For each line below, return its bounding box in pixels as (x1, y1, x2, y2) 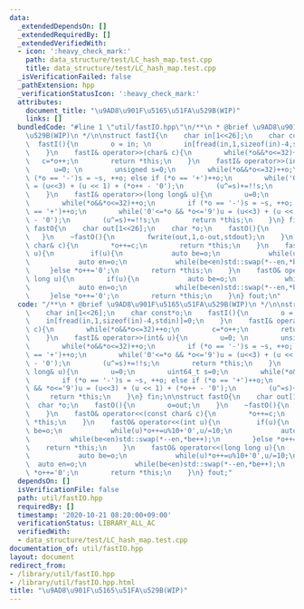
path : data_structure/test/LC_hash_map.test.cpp (25, 55, 213, 64)
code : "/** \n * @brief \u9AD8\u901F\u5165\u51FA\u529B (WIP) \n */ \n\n (17, 300, 285, 309)
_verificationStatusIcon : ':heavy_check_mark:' (17, 89, 201, 98)
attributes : (17, 97, 63, 107)
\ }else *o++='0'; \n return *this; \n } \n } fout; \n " (25, 291, 281, 300)
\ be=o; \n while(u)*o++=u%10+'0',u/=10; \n (25, 426, 233, 435)
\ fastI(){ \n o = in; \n (25, 140, 152, 149)
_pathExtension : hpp (17, 81, 95, 90)
